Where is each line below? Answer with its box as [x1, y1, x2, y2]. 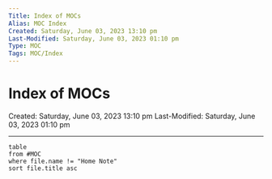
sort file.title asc [8, 164, 79, 173]
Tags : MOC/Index [8, 49, 63, 58]
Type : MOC [8, 42, 42, 50]
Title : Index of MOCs [8, 11, 82, 20]
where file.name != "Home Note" [8, 157, 117, 165]
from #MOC [8, 150, 42, 158]
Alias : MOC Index [8, 19, 67, 28]
